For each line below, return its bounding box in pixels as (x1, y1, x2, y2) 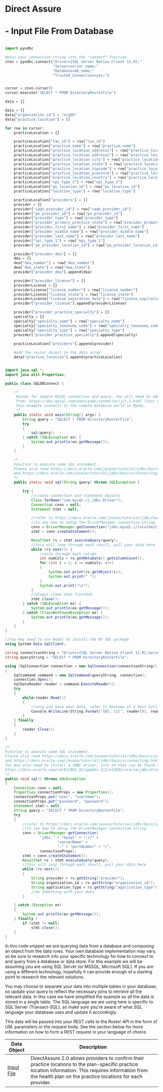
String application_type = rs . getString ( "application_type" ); (31, 885, 160, 890)
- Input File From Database (5, 26, 114, 37)
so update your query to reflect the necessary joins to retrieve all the (5, 988, 142, 995)
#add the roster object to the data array (14, 350, 101, 355)
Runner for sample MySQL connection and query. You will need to (16, 394, 151, 399)
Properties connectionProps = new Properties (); (14, 790, 114, 795)
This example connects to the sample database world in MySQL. (16, 404, 147, 408)
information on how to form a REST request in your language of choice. (5, 1029, 147, 1035)
